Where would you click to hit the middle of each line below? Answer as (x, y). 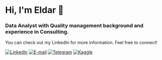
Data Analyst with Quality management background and (74, 26)
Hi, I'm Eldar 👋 (35, 10)
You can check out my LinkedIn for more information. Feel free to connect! (81, 43)
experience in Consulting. (37, 32)
